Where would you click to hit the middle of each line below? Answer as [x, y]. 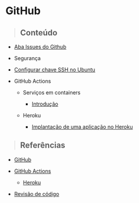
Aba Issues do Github [40, 47]
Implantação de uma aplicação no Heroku [82, 127]
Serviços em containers [52, 92]
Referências [42, 145]
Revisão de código [37, 194]
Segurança [27, 58]
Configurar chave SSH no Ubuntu [54, 70]
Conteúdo [39, 33]
